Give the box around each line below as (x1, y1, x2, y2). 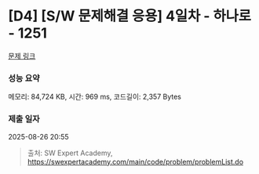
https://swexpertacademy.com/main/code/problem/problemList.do (27, 157, 244, 166)
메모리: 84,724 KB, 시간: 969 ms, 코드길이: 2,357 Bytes (8, 92, 182, 102)
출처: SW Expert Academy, (27, 148, 113, 158)
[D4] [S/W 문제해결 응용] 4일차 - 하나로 (8, 7, 252, 25)
